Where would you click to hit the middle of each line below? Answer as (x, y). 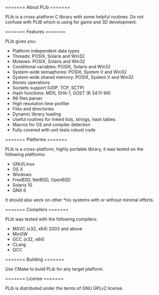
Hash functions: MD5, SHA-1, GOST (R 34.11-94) (61, 93)
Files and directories (33, 109)
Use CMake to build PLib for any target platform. (54, 269)
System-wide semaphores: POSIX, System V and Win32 (70, 72)
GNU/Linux (23, 164)
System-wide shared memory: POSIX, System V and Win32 (73, 77)
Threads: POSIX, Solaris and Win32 (49, 56)
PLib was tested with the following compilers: (51, 219)
